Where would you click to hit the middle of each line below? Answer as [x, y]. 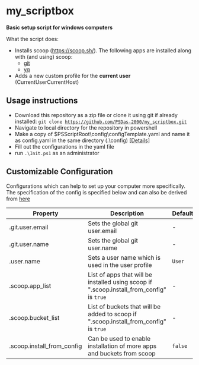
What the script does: [33, 39]
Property [46, 213]
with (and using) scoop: [44, 56]
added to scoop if [113, 314]
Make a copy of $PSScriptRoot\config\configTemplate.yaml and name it [102, 134]
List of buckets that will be [124, 306]
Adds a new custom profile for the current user [73, 75]
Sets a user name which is [124, 257]
